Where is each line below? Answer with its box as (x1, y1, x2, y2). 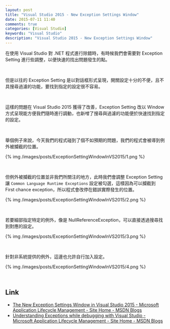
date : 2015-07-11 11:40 (5, 17, 56, 22)
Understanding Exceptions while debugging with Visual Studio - (12, 312, 146, 318)
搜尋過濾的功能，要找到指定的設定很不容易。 (9, 83, 103, 89)
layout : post (5, 7, 33, 13)
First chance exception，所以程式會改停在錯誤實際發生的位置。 (5, 186, 137, 192)
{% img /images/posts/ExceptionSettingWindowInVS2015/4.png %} (5, 264, 146, 270)
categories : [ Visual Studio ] (5, 26, 67, 31)
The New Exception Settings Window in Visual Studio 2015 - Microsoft (12, 302, 159, 308)
